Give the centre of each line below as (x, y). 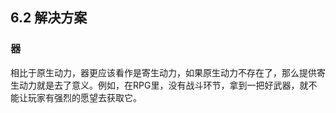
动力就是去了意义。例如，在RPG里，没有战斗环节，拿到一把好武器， (159, 85)
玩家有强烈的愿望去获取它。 (84, 97)
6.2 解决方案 (49, 18)
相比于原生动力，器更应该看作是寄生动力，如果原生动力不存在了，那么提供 (163, 72)
